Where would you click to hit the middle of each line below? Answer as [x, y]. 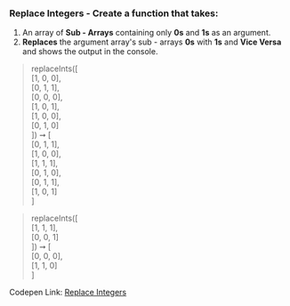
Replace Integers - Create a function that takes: [114, 13]
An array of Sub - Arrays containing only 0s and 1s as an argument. [146, 33]
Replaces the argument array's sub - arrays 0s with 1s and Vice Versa [152, 42]
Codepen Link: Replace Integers [68, 293]
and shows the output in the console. [90, 52]
